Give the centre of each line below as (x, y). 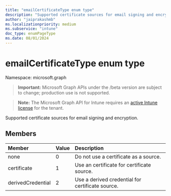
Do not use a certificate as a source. (118, 156)
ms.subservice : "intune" (32, 29)
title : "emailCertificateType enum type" (50, 10)
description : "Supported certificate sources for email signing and (79, 15)
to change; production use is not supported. (64, 92)
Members (21, 134)
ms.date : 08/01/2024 (27, 39)
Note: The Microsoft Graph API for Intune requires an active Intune (88, 103)
